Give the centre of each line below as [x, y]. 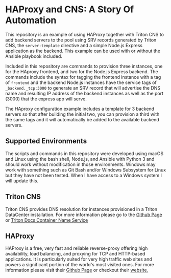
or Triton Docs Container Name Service [47, 220]
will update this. [22, 181]
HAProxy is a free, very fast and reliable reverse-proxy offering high [77, 248]
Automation [31, 20]
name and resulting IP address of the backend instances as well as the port [84, 93]
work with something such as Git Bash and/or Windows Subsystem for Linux [86, 169]
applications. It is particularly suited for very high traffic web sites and [79, 259]
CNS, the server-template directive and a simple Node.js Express [74, 45]
